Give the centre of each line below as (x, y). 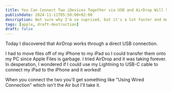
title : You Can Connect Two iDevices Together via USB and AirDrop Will (84, 10)
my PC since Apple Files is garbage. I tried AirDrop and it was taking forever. (86, 59)
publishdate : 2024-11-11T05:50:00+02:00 (49, 15)
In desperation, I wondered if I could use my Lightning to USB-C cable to (82, 64)
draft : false (19, 29)
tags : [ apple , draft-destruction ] (42, 24)
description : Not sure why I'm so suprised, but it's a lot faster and (83, 19)
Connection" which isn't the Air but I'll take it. (53, 85)
